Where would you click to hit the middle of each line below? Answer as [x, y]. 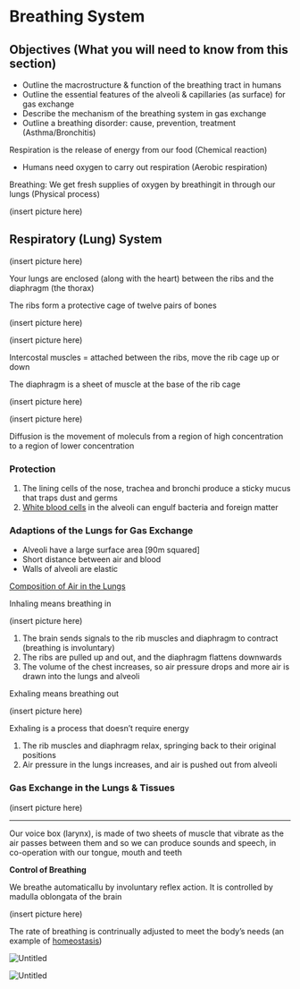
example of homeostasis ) [56, 941]
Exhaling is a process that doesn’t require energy [99, 729]
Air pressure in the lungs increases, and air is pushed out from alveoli [150, 765]
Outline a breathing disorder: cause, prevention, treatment [129, 123]
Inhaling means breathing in [60, 604]
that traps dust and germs [70, 498]
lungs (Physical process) [54, 194]
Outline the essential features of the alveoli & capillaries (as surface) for [154, 94]
